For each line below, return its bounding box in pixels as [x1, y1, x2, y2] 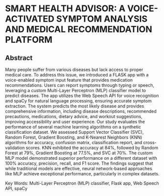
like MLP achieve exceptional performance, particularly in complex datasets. [5, 171, 160, 176]
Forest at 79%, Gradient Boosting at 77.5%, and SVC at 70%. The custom [5, 150, 153, 156]
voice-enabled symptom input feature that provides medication [5, 77, 133, 83]
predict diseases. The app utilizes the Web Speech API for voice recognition [5, 93, 159, 98]
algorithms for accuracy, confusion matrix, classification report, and [5, 140, 142, 145]
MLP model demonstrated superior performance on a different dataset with [5, 155, 157, 161]
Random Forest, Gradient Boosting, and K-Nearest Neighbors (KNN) [5, 134, 142, 140]
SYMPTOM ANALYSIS [56, 13, 148, 24]
